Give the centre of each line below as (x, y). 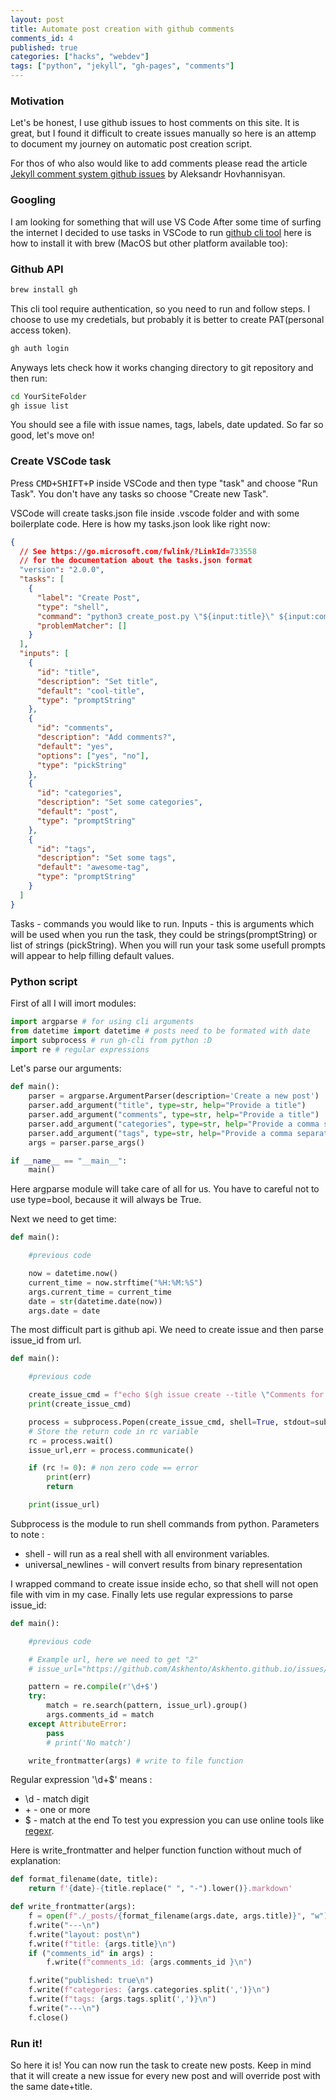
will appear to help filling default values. (92, 955)
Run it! (26, 2043)
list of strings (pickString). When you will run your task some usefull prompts (168, 945)
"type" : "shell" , (73, 607)
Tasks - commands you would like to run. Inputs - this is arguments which (162, 923)
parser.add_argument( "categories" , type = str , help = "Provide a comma (174, 1124)
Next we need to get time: (63, 1219)
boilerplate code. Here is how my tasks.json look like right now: (140, 523)
